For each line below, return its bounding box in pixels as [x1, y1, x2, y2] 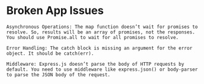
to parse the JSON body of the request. [6, 71, 111, 78]
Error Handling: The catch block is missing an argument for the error [6, 45, 192, 51]
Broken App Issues [6, 4, 104, 18]
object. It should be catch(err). [6, 50, 95, 57]
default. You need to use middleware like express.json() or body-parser [6, 66, 199, 72]
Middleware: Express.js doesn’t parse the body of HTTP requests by [6, 61, 184, 67]
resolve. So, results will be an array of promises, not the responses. [6, 29, 195, 35]
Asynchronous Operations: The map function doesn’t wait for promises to [6, 24, 199, 30]
